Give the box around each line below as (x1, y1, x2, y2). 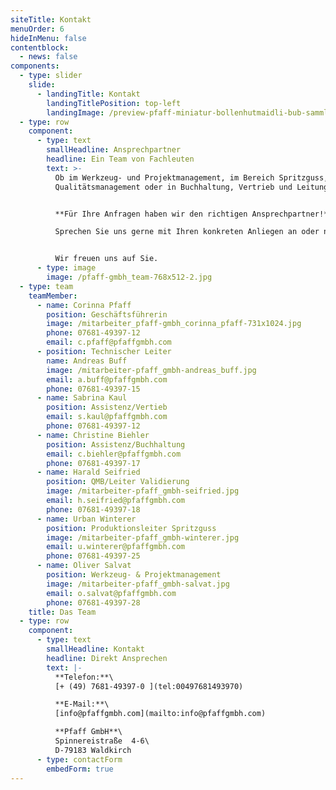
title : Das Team (28, 607, 97, 617)
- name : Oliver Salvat (36, 561, 132, 571)
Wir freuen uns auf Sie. (54, 254, 159, 264)
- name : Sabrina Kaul (36, 393, 128, 403)
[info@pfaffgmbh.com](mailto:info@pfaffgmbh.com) (54, 709, 267, 719)
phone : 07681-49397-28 (46, 597, 141, 608)
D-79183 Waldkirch (54, 745, 132, 755)
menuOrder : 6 (10, 24, 65, 34)
